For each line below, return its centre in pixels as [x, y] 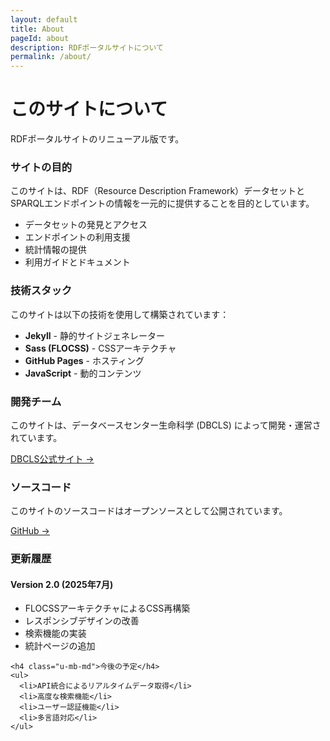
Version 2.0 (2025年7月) [62, 584]
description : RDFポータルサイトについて [87, 47]
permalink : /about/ [51, 57]
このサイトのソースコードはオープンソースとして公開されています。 [149, 511]
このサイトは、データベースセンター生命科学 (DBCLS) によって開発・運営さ [166, 425]
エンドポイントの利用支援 [77, 237]
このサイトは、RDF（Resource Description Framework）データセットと [158, 191]
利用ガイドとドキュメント [77, 262]
